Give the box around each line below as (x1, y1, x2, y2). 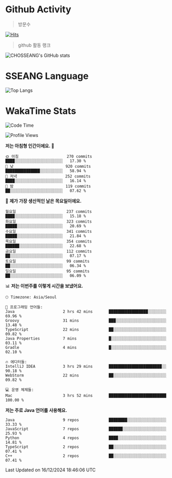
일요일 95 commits (5, 268, 90, 274)
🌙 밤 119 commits (5, 184, 91, 189)
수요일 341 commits (5, 229, 92, 234)
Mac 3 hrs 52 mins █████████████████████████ (5, 393, 167, 398)
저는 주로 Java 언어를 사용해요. (5, 407, 68, 413)
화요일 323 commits (5, 219, 92, 224)
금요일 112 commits (5, 249, 92, 254)
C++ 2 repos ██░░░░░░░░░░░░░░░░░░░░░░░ (5, 453, 167, 459)
